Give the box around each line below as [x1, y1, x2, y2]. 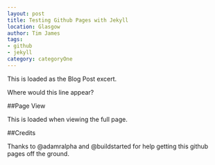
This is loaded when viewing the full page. [7, 115, 128, 123]
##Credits [7, 128, 36, 136]
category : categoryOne [7, 56, 73, 63]
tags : [7, 36, 23, 43]
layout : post [7, 10, 45, 17]
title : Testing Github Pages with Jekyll [7, 17, 129, 24]
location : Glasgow [7, 23, 60, 30]
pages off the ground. [7, 149, 69, 157]
